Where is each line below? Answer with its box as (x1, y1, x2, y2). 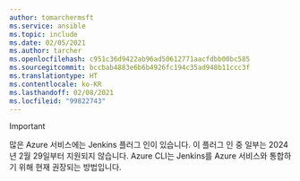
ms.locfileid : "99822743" (9, 96, 106, 106)
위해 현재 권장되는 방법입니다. (18, 162, 123, 173)
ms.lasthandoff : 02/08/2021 (9, 88, 115, 97)
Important (9, 121, 46, 132)
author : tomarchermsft (9, 13, 94, 22)
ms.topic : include (9, 30, 78, 39)
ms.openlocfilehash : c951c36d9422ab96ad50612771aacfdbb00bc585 (9, 55, 251, 64)
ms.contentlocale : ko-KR (9, 80, 102, 89)
